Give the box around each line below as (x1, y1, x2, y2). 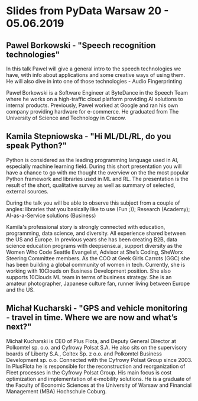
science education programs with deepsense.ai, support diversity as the (6, 242, 182, 249)
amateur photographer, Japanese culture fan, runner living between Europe (6, 280, 190, 287)
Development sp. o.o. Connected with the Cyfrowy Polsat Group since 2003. (6, 356, 193, 363)
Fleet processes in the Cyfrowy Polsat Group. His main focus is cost (6, 368, 172, 376)
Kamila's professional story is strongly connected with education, (6, 223, 165, 230)
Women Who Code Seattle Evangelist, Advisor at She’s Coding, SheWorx (6, 248, 183, 256)
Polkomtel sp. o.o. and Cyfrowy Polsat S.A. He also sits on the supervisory (6, 344, 187, 351)
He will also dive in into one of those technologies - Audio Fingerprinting (6, 78, 182, 85)
